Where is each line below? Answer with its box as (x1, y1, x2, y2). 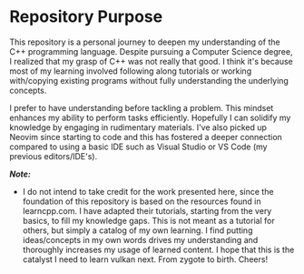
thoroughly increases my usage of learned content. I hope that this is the (22, 244, 295, 255)
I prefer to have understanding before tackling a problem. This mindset (9, 102, 274, 113)
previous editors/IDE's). (9, 150, 98, 161)
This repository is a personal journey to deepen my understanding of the (9, 36, 280, 47)
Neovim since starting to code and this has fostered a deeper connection (9, 131, 283, 142)
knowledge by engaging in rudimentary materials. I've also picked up (9, 121, 268, 133)
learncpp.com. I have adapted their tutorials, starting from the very (22, 205, 272, 216)
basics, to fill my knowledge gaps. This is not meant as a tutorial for (22, 215, 275, 226)
